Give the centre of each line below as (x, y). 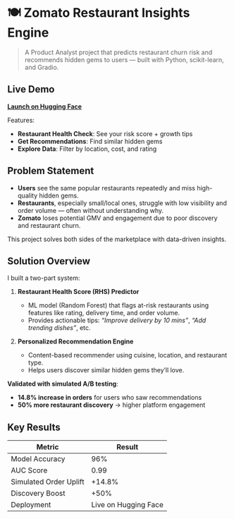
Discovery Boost (38, 494)
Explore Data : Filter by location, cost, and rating (87, 149)
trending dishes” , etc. (59, 328)
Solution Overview (49, 261)
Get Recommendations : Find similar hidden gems (90, 141)
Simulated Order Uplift (48, 482)
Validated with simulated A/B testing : (63, 384)
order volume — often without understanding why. (91, 210)
